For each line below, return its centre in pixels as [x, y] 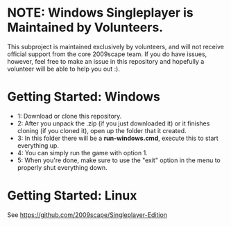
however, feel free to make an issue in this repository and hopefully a [106, 61]
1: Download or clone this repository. [69, 116]
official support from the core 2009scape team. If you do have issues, [107, 54]
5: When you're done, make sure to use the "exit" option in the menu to [119, 160]
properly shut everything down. [62, 167]
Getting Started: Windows [84, 97]
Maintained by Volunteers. [85, 27]
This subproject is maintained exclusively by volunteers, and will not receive [115, 46]
